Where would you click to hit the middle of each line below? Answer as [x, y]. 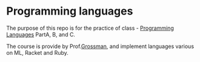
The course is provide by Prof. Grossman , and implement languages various [100, 46]
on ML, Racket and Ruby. [37, 52]
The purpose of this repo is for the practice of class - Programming [90, 28]
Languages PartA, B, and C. [41, 34]
